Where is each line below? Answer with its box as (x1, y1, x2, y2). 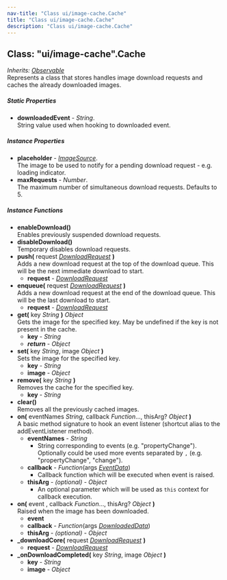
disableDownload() (16, 238, 73, 247)
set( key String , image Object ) (16, 347, 104, 355)
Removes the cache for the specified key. (16, 383, 135, 392)
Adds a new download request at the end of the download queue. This (16, 289, 216, 297)
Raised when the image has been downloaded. (16, 507, 149, 516)
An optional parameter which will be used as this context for (37, 486, 209, 494)
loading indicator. (16, 168, 66, 177)
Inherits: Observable (7, 66, 65, 75)
